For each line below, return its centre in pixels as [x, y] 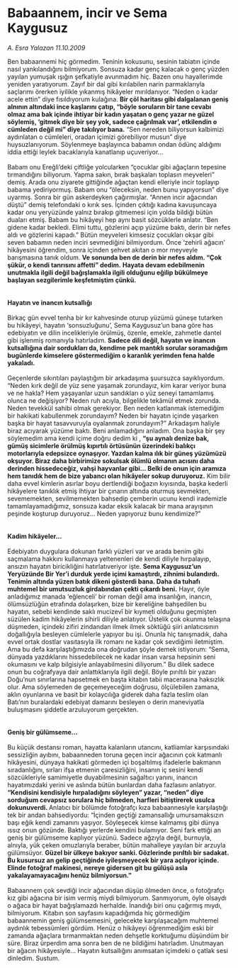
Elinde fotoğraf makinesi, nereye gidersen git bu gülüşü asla [97, 867]
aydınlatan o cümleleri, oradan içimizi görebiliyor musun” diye [97, 137]
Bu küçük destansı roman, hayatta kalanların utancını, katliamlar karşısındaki [118, 747]
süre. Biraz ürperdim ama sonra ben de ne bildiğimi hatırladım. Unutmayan [116, 943]
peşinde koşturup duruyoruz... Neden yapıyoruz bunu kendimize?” [104, 513]
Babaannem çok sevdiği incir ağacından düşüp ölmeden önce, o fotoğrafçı [116, 890]
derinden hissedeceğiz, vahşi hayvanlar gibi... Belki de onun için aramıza [117, 468]
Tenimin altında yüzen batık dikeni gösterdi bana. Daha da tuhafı [104, 581]
